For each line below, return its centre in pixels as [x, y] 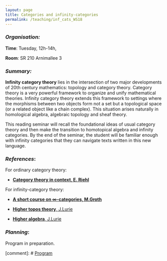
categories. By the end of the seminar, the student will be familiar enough [82, 135]
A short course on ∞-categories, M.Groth [57, 199]
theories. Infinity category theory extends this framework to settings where [83, 98]
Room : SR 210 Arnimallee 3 [34, 58]
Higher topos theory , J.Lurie [43, 209]
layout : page [19, 10]
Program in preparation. [30, 243]
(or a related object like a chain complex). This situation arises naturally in [82, 109]
